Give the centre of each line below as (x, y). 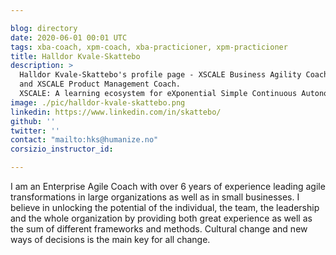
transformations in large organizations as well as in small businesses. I (155, 197)
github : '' (33, 121)
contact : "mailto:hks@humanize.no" (84, 140)
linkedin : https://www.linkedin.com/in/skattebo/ (116, 112)
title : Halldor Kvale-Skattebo (75, 56)
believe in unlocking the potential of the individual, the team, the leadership (165, 207)
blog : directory (44, 28)
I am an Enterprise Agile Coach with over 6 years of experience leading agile (168, 186)
